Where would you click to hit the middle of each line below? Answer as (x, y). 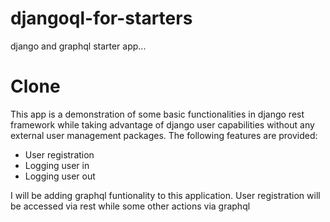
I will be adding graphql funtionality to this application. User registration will (165, 195)
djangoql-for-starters (101, 18)
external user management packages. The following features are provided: (164, 135)
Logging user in (57, 165)
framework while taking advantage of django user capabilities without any (162, 124)
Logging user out (60, 176)
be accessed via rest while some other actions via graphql (130, 206)
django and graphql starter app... (78, 46)
